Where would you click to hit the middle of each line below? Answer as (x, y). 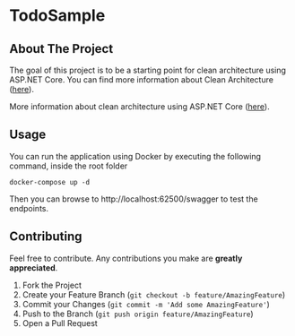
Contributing (46, 237)
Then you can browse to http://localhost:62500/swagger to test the (134, 199)
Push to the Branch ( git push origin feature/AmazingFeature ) (138, 314)
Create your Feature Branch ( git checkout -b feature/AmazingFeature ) (154, 294)
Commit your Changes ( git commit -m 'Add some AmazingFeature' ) (146, 304)
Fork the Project (52, 285)
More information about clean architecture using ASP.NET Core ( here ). (140, 107)
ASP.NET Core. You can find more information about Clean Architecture (141, 80)
